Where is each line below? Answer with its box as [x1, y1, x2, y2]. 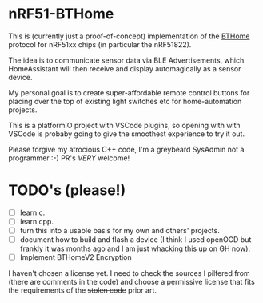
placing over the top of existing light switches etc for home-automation [8, 96, 242, 106]
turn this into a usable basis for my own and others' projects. [19, 226, 220, 235]
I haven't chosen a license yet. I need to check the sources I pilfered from [8, 269, 250, 278]
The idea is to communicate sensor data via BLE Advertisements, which [8, 55, 245, 65]
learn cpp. [19, 216, 54, 226]
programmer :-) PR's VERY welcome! [8, 153, 130, 163]
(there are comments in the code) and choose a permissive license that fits [8, 277, 256, 287]
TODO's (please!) [8, 181, 126, 200]
